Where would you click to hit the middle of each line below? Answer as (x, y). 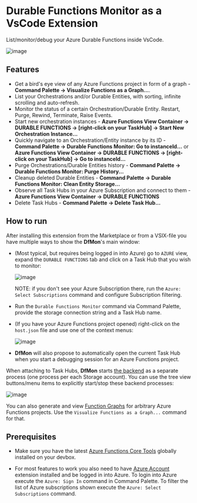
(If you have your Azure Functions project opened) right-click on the (97, 324)
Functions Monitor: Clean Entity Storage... (67, 184)
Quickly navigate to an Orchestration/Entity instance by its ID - (90, 140)
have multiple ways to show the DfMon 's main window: (73, 241)
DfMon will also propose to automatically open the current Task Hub (97, 353)
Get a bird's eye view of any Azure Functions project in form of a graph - (103, 84)
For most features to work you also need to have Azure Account (92, 469)
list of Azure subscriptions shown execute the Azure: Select (88, 488)
